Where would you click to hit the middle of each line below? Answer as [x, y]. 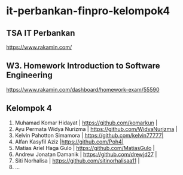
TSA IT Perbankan [41, 33]
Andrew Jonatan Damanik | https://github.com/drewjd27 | [86, 154]
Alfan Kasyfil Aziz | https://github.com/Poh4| [69, 142]
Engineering [29, 75]
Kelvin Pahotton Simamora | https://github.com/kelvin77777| [89, 135]
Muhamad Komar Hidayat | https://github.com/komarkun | [86, 123]
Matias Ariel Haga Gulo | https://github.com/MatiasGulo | [85, 148]
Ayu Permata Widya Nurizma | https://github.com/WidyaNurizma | [96, 129]
